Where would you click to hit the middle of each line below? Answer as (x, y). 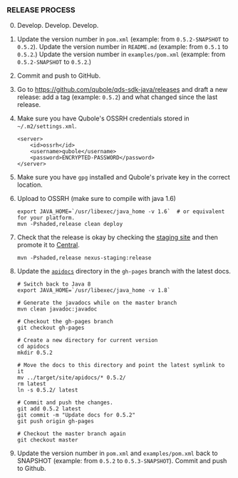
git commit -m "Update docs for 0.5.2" (76, 415)
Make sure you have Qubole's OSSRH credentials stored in (103, 118)
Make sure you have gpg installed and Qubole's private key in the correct (124, 177)
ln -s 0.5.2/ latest (47, 390)
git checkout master (47, 440)
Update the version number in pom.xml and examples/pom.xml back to (117, 453)
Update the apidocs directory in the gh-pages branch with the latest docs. (124, 271)
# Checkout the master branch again (71, 434)
